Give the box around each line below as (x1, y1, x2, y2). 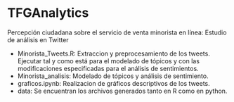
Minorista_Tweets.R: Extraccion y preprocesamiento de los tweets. (17, 49, 211, 58)
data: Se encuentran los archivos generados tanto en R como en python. (17, 87, 228, 95)
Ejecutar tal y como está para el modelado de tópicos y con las (17, 56, 200, 65)
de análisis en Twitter (7, 35, 69, 44)
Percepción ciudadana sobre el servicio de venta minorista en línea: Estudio (7, 28, 227, 37)
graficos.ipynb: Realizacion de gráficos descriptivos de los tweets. (17, 79, 211, 87)
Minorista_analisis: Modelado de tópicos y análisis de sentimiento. (17, 72, 209, 80)
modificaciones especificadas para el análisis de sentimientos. (17, 64, 199, 72)
